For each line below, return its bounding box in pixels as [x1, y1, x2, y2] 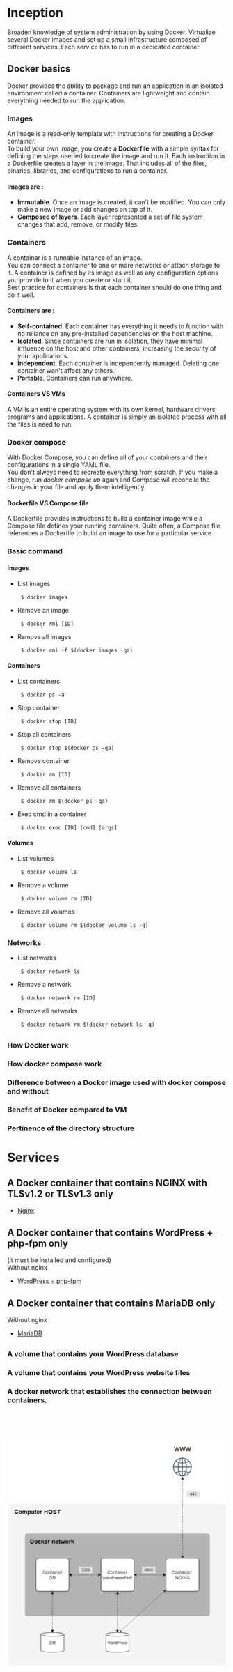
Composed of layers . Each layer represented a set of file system [17, 213, 203, 221]
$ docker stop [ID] [20, 718, 77, 725]
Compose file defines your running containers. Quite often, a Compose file [7, 521, 220, 530]
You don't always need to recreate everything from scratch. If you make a [7, 468, 218, 477]
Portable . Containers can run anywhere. [17, 374, 134, 382]
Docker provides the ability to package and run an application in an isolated [7, 82, 224, 90]
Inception [7, 5, 64, 21]
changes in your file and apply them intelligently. [7, 483, 146, 491]
